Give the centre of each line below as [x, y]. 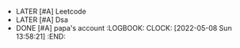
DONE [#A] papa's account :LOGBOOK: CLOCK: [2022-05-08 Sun [124, 28]
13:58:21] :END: [40, 36]
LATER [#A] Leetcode [51, 11]
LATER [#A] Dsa [42, 20]
